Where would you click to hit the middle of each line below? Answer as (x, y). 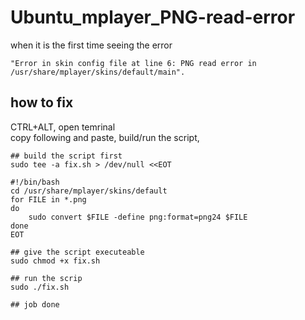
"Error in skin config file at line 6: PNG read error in (133, 63)
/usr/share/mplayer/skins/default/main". (98, 72)
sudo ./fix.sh (40, 287)
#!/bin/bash (35, 182)
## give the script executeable (77, 252)
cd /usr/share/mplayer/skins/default (89, 191)
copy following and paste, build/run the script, (105, 137)
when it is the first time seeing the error (91, 45)
